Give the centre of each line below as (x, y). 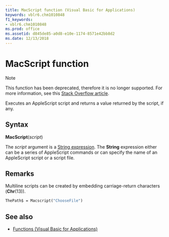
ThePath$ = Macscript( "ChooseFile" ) (44, 201)
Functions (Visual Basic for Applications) (55, 229)
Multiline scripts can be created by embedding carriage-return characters (83, 186)
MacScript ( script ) (24, 137)
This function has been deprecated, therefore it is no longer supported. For (84, 88)
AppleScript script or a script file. (40, 158)
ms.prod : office (22, 29)
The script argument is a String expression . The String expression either (81, 147)
